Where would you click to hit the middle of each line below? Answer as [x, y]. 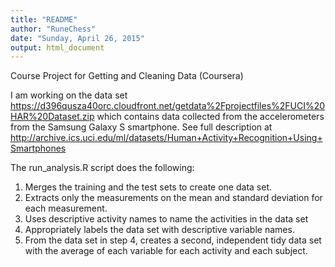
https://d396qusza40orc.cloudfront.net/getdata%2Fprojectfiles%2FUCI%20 [168, 106]
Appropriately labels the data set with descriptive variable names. [159, 230]
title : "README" [44, 19]
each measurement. [66, 208]
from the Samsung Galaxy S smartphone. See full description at [141, 127]
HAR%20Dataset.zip [52, 117]
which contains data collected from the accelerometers [210, 117]
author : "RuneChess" [53, 29]
